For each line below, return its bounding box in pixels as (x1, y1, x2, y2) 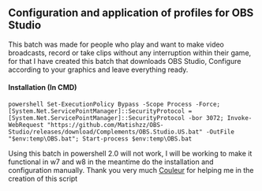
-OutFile (205, 128, 235, 137)
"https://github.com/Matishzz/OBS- (47, 122, 164, 129)
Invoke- (226, 114, 253, 122)
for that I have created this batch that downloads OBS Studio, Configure (8, 56, 241, 66)
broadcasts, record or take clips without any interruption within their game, (8, 47, 252, 58)
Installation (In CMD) (8, 83, 77, 92)
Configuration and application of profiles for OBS (8, 6, 254, 20)
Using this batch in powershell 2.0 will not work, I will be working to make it (8, 149, 253, 159)
